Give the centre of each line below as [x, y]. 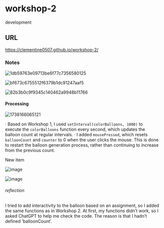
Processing [17, 104]
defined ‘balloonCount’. [29, 221]
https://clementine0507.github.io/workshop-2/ [52, 49]
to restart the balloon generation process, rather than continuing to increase [82, 145]
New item [15, 160]
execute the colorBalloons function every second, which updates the [75, 129]
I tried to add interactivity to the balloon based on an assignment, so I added [82, 206]
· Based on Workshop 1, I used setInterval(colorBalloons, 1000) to [74, 124]
